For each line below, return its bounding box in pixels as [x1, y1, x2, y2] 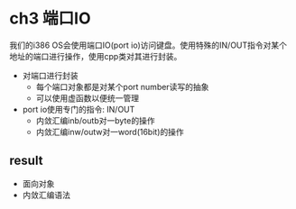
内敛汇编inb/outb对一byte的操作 [35, 114, 155, 126]
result [9, 153, 43, 168]
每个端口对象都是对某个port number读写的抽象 [35, 81, 209, 92]
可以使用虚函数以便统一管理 [35, 92, 140, 104]
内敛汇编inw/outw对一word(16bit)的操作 [35, 126, 185, 137]
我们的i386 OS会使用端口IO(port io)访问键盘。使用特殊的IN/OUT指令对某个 [9, 40, 287, 50]
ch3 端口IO [9, 8, 92, 29]
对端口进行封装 [22, 69, 79, 81]
